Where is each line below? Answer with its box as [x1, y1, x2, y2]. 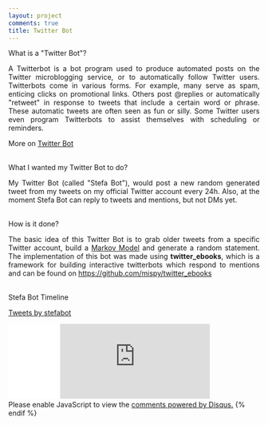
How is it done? [8, 219, 60, 228]
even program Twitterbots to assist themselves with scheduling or [8, 115, 260, 125]
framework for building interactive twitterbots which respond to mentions [8, 260, 260, 270]
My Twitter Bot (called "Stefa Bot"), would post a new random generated [8, 178, 260, 188]
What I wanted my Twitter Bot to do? [8, 163, 128, 173]
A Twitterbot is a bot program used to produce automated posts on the [8, 64, 260, 73]
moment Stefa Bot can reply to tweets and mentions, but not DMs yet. [8, 195, 238, 205]
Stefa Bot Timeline [8, 292, 69, 302]
